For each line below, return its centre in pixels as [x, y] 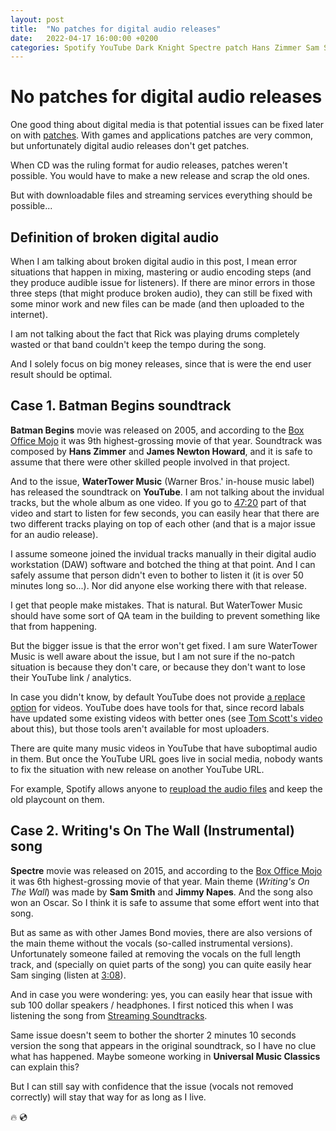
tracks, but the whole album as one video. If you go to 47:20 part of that [158, 502]
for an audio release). [54, 534]
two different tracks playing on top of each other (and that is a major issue [163, 523]
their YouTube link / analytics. [71, 677]
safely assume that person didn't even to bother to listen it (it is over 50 [157, 575]
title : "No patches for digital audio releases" [116, 29]
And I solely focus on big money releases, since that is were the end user [161, 364]
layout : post [37, 19]
